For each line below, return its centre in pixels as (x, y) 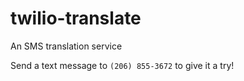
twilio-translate (76, 18)
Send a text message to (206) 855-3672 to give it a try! (122, 65)
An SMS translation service (66, 46)
